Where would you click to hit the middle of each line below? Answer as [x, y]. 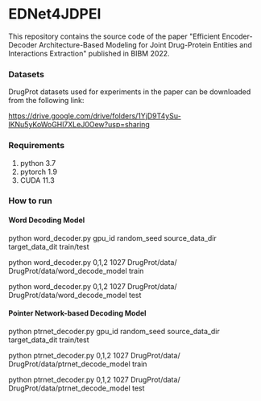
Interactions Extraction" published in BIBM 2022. [89, 53]
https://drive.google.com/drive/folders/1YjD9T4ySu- [95, 116]
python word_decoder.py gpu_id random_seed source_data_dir [112, 238]
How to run [30, 200]
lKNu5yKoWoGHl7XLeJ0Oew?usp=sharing [79, 125]
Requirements [37, 146]
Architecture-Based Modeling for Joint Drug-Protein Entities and [145, 44]
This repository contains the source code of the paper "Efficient [114, 36]
